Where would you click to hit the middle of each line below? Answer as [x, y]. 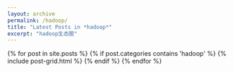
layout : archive [31, 14]
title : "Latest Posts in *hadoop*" [60, 27]
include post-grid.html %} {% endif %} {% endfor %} [85, 61]
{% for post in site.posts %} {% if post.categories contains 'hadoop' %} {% [117, 54]
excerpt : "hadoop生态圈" [42, 34]
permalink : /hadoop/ [38, 20]
